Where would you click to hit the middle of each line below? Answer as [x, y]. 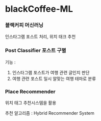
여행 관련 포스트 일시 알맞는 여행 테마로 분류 [54, 79]
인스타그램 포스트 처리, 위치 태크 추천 [40, 37]
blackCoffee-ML [39, 9]
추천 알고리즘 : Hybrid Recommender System [50, 113]
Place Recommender [30, 91]
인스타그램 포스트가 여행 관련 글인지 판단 [51, 72]
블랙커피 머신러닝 [24, 25]
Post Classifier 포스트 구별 [36, 51]
